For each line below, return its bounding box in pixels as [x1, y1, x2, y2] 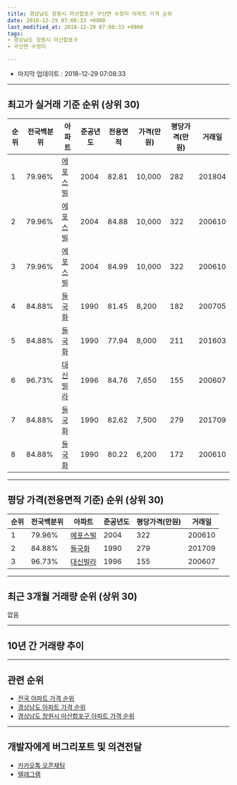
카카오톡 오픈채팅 [17, 761, 66, 769]
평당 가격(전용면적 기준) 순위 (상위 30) [7, 494, 164, 506]
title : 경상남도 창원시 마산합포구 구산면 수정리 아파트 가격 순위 [7, 10, 173, 18]
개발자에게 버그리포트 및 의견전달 [7, 741, 142, 753]
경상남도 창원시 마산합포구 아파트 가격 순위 [17, 712, 135, 720]
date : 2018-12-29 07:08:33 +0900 [7, 17, 106, 24]
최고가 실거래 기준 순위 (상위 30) [7, 99, 140, 111]
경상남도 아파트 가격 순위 [17, 703, 86, 712]
